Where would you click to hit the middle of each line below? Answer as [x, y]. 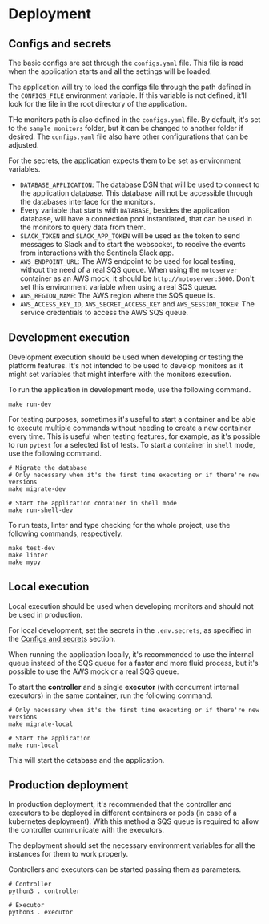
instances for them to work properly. [68, 854]
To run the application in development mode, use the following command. [130, 389]
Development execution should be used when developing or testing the [126, 357]
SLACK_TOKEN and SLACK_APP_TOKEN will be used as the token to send [130, 236]
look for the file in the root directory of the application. [98, 104]
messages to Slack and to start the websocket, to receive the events [132, 244]
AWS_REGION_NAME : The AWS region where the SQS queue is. [117, 295]
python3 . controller [44, 891]
